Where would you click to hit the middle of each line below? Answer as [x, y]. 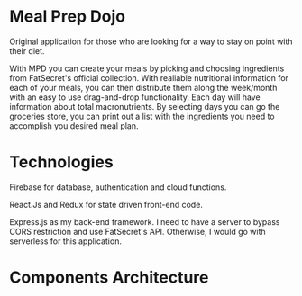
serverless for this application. [65, 241]
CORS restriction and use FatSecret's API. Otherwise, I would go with [137, 231]
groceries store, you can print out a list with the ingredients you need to [142, 116]
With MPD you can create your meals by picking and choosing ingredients [147, 68]
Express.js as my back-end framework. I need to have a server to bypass [145, 221]
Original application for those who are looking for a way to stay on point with [151, 41]
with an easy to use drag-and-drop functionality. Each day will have [135, 97]
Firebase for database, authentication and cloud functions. [118, 187]
